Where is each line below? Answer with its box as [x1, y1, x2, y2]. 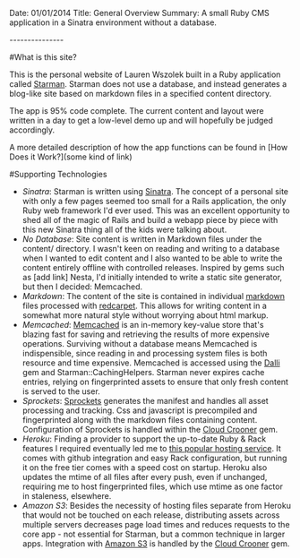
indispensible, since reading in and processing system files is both [21, 348, 268, 358]
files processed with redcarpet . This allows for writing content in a [21, 300, 267, 311]
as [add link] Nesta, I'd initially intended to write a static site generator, [21, 272, 283, 282]
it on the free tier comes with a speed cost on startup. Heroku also [21, 462, 268, 473]
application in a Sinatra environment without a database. [9, 17, 218, 28]
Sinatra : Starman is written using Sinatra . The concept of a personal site [21, 186, 289, 196]
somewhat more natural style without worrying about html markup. [21, 310, 269, 321]
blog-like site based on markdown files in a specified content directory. [9, 89, 271, 99]
